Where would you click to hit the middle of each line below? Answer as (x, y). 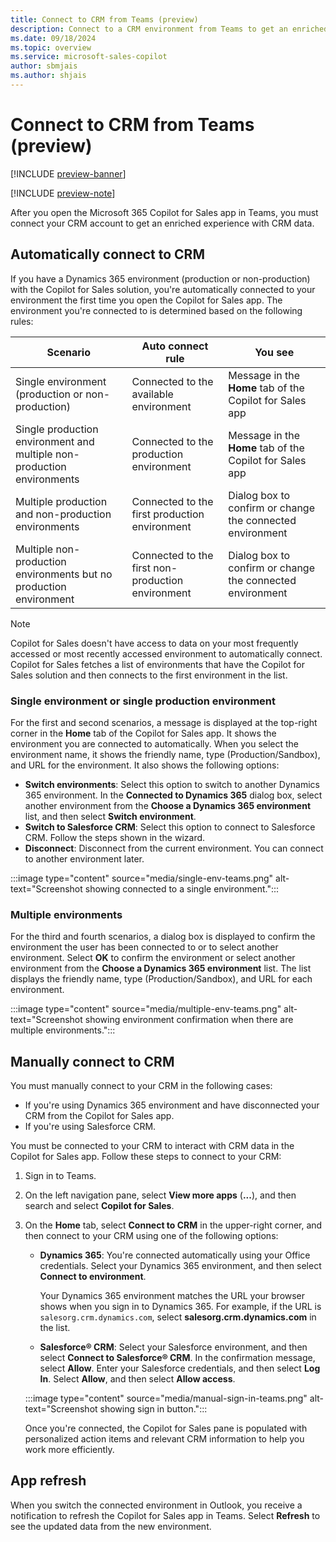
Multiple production (61, 501)
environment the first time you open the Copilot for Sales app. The (146, 300)
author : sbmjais (44, 66)
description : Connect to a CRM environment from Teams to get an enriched (169, 29)
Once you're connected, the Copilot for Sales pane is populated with (166, 1428)
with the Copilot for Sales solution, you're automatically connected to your (163, 289)
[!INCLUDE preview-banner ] (68, 173)
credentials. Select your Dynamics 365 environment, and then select (180, 1266)
